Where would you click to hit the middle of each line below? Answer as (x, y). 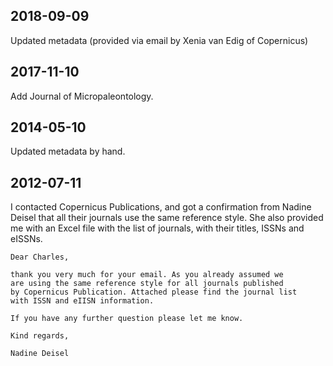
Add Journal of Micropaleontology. (82, 96)
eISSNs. (26, 239)
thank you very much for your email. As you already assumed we (147, 275)
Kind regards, (40, 336)
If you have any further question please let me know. (127, 319)
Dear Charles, (40, 257)
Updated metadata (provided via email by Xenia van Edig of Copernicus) (159, 40)
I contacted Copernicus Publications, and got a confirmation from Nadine (161, 207)
